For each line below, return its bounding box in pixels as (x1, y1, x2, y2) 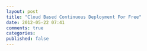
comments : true (6, 25, 44, 31)
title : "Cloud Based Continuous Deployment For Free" (6, 14, 142, 20)
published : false (6, 36, 49, 42)
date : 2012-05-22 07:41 (6, 19, 65, 25)
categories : (6, 30, 36, 36)
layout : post (6, 8, 39, 15)
